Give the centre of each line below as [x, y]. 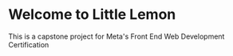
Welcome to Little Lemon [92, 15]
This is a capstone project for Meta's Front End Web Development [116, 36]
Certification [29, 44]
